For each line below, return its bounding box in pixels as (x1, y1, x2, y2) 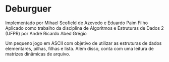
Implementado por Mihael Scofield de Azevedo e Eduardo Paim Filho (5, 20, 148, 26)
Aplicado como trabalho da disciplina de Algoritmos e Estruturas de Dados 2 (5, 25, 164, 31)
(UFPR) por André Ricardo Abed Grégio (5, 30, 87, 36)
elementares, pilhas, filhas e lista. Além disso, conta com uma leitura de (5, 45, 154, 51)
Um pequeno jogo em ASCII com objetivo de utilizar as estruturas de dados (5, 40, 162, 46)
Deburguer (5, 3, 51, 15)
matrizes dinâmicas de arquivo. (5, 51, 71, 57)
